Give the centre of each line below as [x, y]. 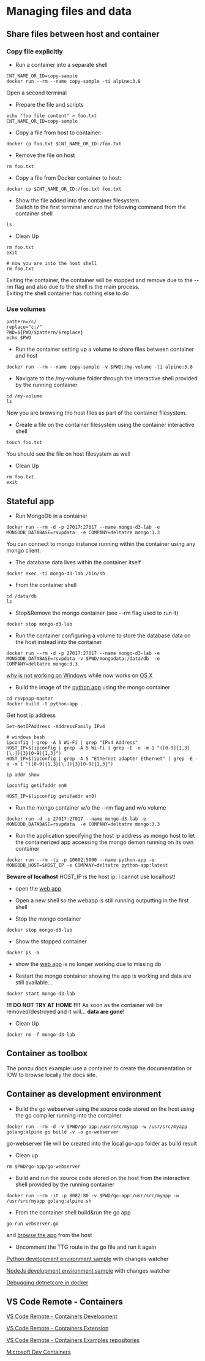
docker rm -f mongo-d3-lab [41, 1035]
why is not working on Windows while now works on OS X [80, 675]
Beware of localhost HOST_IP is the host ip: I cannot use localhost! [91, 876]
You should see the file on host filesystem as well [69, 454]
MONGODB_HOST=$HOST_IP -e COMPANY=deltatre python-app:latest [87, 865]
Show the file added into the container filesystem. [78, 200]
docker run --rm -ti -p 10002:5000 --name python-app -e [80, 860]
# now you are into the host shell [52, 263]
